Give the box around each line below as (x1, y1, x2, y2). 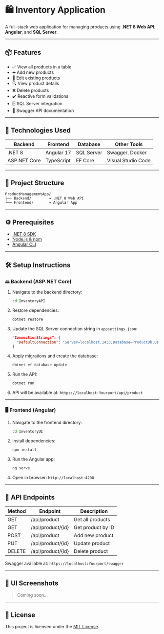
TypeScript (45, 157, 71, 164)
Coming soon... (17, 592, 48, 598)
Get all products (74, 516, 111, 523)
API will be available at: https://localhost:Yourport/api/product (12, 390, 143, 395)
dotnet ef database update (12, 363, 67, 368)
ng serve (12, 466, 30, 471)
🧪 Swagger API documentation (12, 108, 74, 113)
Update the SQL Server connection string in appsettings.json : (12, 326, 138, 331)
